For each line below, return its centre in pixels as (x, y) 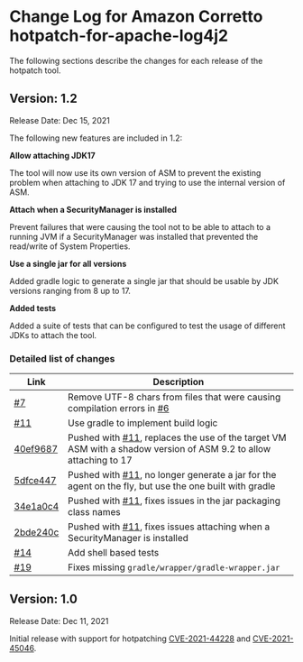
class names (94, 512)
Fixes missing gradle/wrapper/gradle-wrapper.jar (174, 567)
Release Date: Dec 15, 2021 (60, 120)
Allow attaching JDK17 (53, 155)
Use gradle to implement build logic (142, 423)
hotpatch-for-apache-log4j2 (119, 36)
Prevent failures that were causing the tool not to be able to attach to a (140, 226)
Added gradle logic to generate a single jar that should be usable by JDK (144, 280)
